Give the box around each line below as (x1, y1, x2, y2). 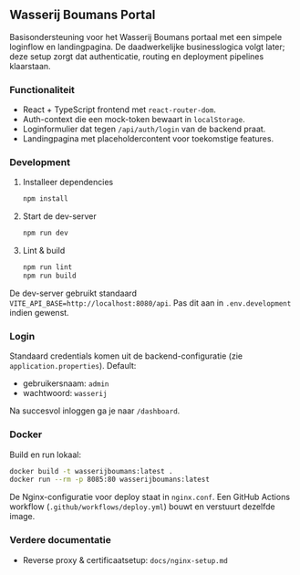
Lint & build (22, 246, 66, 256)
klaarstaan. (9, 60, 52, 71)
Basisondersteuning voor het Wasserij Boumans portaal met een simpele (9, 31, 283, 42)
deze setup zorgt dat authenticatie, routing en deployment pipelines (9, 50, 264, 62)
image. (9, 511, 36, 522)
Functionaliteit (9, 83, 76, 96)
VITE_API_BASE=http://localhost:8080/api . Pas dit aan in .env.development (9, 297, 292, 308)
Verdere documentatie (9, 534, 111, 547)
